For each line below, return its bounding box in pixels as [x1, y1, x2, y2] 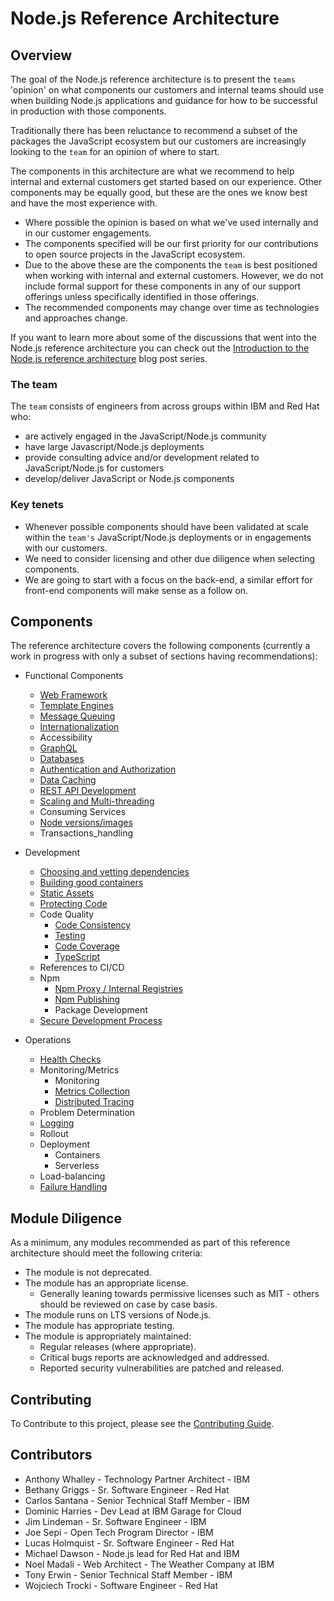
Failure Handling [39, 1181, 108, 1193]
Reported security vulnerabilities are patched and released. [39, 1362, 285, 1374]
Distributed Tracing [54, 1096, 135, 1108]
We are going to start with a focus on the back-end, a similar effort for [24, 573, 313, 586]
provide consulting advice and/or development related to [24, 452, 260, 464]
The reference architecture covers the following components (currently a [10, 640, 311, 652]
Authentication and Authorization [39, 763, 177, 776]
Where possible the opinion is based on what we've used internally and [24, 217, 319, 228]
